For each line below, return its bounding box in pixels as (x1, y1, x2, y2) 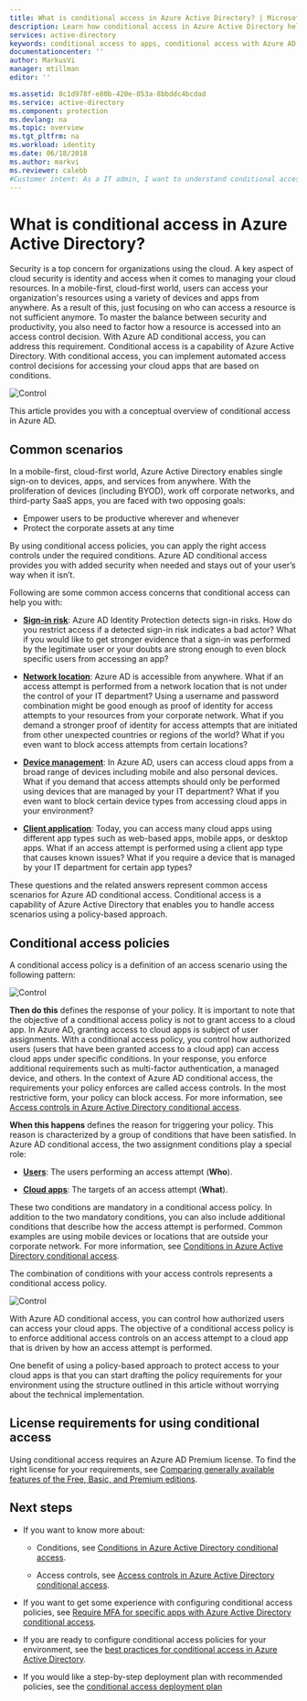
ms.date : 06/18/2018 (9, 149, 89, 158)
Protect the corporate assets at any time (22, 523, 175, 534)
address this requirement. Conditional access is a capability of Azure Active (9, 341, 294, 352)
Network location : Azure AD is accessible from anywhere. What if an (22, 671, 284, 682)
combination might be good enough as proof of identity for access (22, 700, 274, 711)
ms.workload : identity (9, 141, 96, 150)
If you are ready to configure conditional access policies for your (22, 1633, 267, 1645)
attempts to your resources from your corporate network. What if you (22, 710, 284, 721)
